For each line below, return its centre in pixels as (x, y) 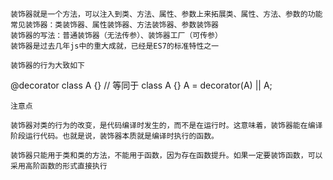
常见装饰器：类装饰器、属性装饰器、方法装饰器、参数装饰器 (114, 25)
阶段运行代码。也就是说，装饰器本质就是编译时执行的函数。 (114, 136)
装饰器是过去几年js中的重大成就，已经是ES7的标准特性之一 (115, 46)
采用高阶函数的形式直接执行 (59, 166)
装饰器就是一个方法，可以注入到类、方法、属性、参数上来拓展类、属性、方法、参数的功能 (166, 14)
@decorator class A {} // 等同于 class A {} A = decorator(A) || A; (141, 85)
